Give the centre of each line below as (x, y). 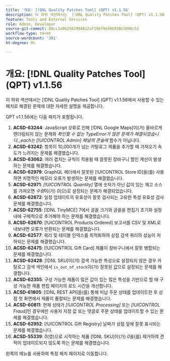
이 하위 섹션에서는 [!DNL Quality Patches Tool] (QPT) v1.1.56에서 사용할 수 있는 (85, 100)
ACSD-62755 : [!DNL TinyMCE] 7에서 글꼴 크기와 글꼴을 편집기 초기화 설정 (87, 210)
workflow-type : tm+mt (29, 33)
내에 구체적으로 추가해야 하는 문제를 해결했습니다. (62, 216)
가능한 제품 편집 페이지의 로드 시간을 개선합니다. (66, 286)
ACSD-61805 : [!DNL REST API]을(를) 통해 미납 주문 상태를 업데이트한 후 (85, 292)
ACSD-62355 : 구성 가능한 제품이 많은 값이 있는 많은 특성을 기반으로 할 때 (86, 279)
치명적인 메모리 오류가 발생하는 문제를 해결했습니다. (73, 178)
